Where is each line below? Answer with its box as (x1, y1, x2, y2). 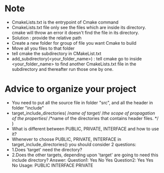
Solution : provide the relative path (11, 35, 82, 41)
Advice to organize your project (4, 84, 136, 95)
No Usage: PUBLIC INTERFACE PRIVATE (11, 162, 94, 168)
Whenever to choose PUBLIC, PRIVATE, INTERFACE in (11, 136, 122, 142)
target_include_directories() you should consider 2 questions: (11, 141, 136, 147)
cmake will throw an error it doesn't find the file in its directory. (11, 29, 139, 35)
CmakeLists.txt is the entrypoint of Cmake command (11, 19, 119, 25)
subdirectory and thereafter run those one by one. (11, 66, 114, 72)
